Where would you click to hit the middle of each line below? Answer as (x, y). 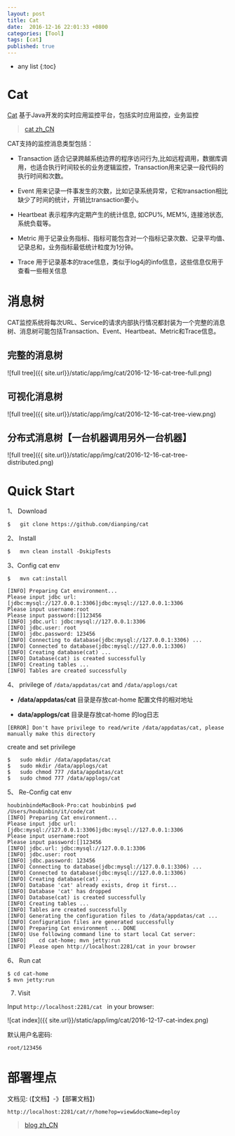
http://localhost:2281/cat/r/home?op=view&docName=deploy (94, 1112)
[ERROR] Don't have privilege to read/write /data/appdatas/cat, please (116, 728)
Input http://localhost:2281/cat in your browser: (81, 1007)
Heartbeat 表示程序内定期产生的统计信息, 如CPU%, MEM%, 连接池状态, (120, 214)
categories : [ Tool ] (36, 33)
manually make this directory (52, 734)
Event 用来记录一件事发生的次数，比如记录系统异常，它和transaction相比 (122, 191)
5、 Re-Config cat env (40, 792)
